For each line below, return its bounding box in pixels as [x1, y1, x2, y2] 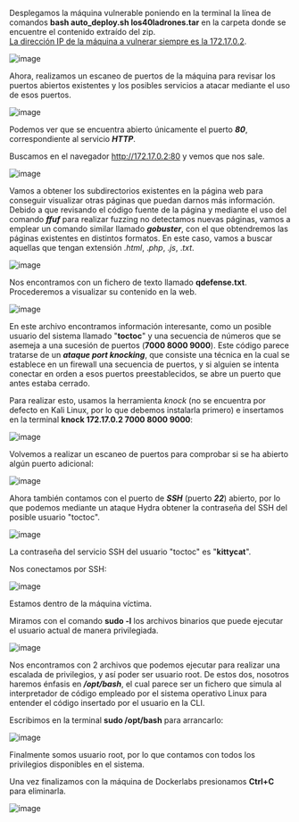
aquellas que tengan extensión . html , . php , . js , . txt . [9, 243, 195, 253]
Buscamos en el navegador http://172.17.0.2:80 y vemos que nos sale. [9, 151, 265, 162]
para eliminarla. [9, 785, 67, 796]
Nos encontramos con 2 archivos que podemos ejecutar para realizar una [9, 660, 281, 670]
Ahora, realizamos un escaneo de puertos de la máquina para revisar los [9, 71, 276, 81]
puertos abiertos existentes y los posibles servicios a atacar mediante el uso [9, 80, 290, 90]
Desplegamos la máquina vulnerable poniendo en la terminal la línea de [9, 8, 271, 18]
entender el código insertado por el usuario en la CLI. [9, 698, 205, 708]
